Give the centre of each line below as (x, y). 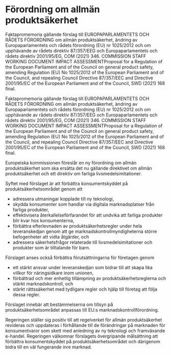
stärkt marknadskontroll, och (43, 283)
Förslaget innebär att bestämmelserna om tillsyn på (59, 304)
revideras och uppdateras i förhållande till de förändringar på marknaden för (86, 325)
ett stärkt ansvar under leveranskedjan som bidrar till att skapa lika (83, 267)
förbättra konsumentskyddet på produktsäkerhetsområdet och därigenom (83, 341)
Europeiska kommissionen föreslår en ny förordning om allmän (71, 162)
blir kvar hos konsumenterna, (43, 220)
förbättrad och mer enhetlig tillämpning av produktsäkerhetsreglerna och (89, 278)
